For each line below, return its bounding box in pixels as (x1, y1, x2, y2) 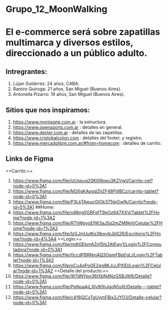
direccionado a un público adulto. (5, 47, 148, 59)
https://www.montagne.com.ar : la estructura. (12, 119, 107, 125)
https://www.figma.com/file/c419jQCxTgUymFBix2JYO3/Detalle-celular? (12, 294, 162, 300)
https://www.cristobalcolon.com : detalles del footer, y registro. (12, 135, 143, 141)
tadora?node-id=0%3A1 (12, 246, 62, 253)
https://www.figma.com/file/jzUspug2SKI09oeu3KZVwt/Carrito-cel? (12, 177, 154, 183)
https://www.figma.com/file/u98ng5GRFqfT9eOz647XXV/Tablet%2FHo (12, 209, 160, 215)
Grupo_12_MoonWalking (5, 3, 108, 15)
